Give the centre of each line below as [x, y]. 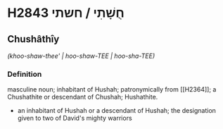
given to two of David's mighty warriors [75, 118]
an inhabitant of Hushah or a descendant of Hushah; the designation [117, 111]
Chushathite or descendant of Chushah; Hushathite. [83, 97]
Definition [25, 74]
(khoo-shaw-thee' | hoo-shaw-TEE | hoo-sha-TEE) [81, 56]
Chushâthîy [33, 39]
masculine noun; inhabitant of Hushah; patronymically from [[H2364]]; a [112, 90]
